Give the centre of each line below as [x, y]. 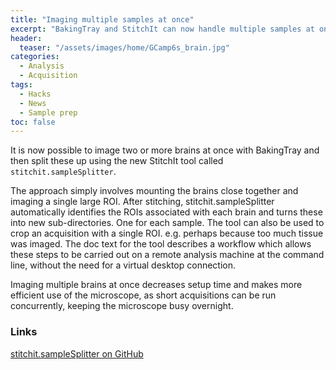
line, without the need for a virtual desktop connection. [123, 265]
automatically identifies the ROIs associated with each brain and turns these [166, 212]
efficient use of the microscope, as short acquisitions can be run [143, 295]
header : [26, 38]
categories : [35, 57]
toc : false [33, 122]
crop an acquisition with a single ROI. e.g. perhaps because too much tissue [167, 233]
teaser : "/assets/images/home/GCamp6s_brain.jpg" [124, 47]
